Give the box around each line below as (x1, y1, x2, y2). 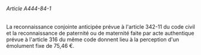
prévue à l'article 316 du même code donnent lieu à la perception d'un (6, 36, 179, 43)
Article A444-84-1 (6, 5, 52, 12)
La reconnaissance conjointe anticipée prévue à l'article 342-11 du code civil (6, 23, 195, 30)
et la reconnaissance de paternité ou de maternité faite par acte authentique (6, 30, 194, 37)
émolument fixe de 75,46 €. (6, 42, 75, 50)
